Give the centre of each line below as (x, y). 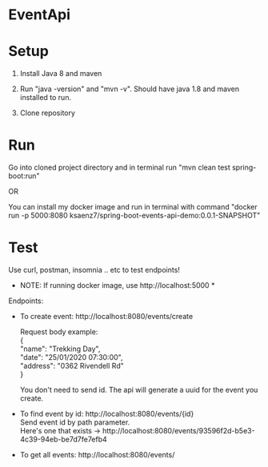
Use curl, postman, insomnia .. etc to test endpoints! (94, 270)
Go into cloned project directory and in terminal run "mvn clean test (119, 168)
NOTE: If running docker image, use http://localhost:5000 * (117, 285)
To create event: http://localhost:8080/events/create (106, 316)
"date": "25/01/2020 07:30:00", (71, 357)
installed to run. (46, 98)
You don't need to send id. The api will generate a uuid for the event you (139, 390)
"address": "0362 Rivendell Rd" (72, 366)
